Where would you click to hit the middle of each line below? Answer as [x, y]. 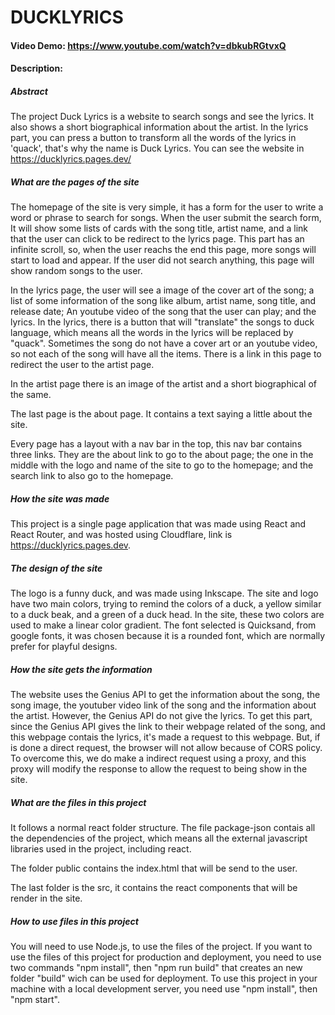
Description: [36, 68]
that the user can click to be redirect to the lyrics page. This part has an [157, 239]
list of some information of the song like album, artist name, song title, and [163, 301]
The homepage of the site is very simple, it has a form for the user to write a [167, 207]
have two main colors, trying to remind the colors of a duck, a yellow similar [166, 604]
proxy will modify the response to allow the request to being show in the [159, 769]
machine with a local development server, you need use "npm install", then [164, 989]
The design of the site [56, 568]
